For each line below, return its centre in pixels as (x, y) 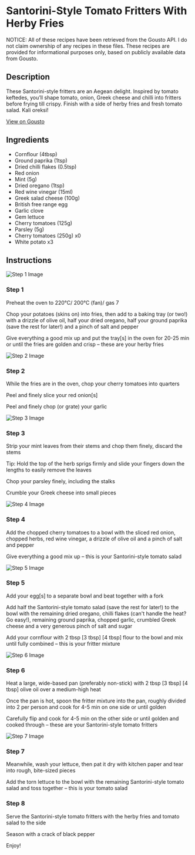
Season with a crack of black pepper (51, 834)
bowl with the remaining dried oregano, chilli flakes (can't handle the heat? (96, 613)
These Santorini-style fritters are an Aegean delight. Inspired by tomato (93, 91)
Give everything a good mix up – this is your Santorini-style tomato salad (94, 556)
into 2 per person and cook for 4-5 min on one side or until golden (86, 707)
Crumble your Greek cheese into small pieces (61, 493)
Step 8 (16, 804)
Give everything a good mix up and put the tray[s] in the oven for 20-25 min (98, 338)
